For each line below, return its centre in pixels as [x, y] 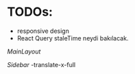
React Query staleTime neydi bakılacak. [73, 38]
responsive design [43, 31]
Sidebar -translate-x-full [41, 64]
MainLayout [24, 51]
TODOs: [30, 12]
